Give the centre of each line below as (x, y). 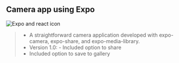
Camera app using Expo (50, 10)
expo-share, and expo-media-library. (95, 41)
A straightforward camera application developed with (94, 35)
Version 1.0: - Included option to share (75, 47)
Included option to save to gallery (70, 53)
